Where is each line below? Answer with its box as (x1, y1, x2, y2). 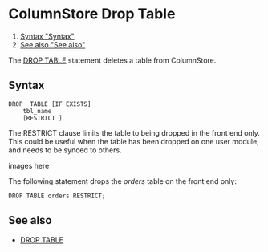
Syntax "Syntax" (19, 31, 75, 41)
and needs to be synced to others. (8, 145, 122, 155)
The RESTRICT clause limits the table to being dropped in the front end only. (8, 128, 261, 137)
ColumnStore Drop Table (8, 5, 176, 23)
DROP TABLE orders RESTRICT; (8, 192, 106, 200)
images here (8, 161, 50, 170)
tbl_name (22, 107, 52, 115)
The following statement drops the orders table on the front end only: (8, 176, 237, 185)
